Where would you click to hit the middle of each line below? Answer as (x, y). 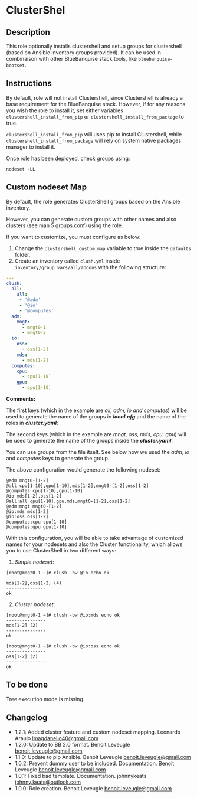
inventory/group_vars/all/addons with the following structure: (90, 267)
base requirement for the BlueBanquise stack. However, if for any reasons (96, 104)
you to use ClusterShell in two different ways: (61, 550)
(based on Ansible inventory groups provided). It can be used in (83, 53)
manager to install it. (31, 147)
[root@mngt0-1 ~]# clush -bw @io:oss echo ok (63, 646)
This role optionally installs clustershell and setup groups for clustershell (94, 46)
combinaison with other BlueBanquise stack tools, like (72, 59)
